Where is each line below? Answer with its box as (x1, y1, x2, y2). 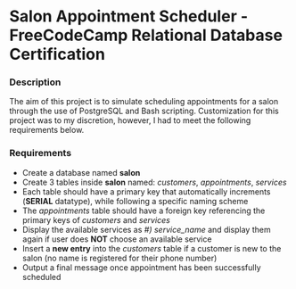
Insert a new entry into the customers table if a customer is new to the (21, 243, 282, 253)
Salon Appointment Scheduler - (9, 6, 249, 27)
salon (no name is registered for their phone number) (21, 252, 218, 263)
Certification (9, 45, 105, 64)
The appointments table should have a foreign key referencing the (21, 205, 266, 216)
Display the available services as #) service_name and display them (21, 224, 271, 235)
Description (9, 76, 62, 88)
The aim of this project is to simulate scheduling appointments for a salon (9, 96, 279, 107)
